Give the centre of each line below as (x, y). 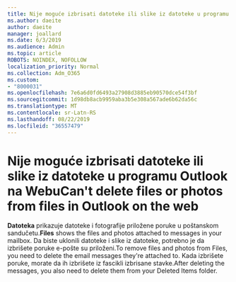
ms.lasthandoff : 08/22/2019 (49, 119)
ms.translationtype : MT (42, 106)
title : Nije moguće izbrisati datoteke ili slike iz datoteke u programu (118, 14)
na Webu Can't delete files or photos (115, 191)
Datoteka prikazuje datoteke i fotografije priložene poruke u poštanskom (113, 226)
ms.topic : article (34, 54)
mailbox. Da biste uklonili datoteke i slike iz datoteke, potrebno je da (106, 241)
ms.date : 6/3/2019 (34, 40)
